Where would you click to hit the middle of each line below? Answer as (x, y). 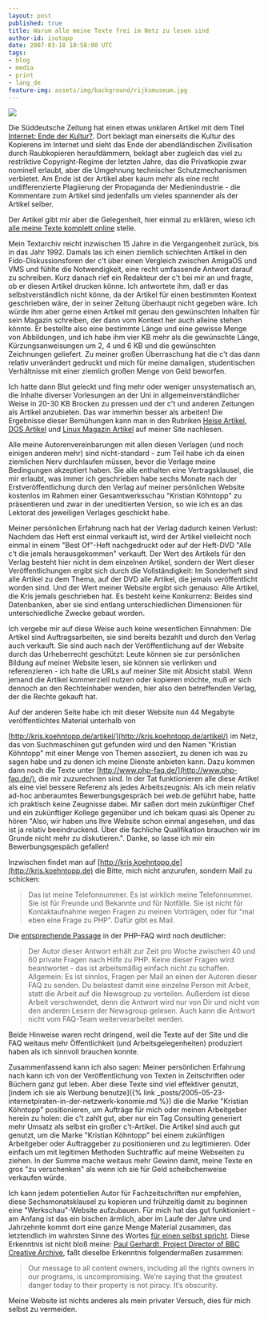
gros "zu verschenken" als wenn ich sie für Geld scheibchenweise (118, 1170)
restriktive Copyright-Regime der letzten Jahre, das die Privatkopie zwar (127, 162)
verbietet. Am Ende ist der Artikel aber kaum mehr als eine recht (114, 179)
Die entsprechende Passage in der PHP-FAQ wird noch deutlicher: (117, 936)
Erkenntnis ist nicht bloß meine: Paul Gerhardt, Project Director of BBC (124, 1244)
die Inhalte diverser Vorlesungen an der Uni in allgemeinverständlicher (124, 395)
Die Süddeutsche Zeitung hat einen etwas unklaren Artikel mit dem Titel (126, 128)
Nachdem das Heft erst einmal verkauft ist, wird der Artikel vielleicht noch (130, 537)
